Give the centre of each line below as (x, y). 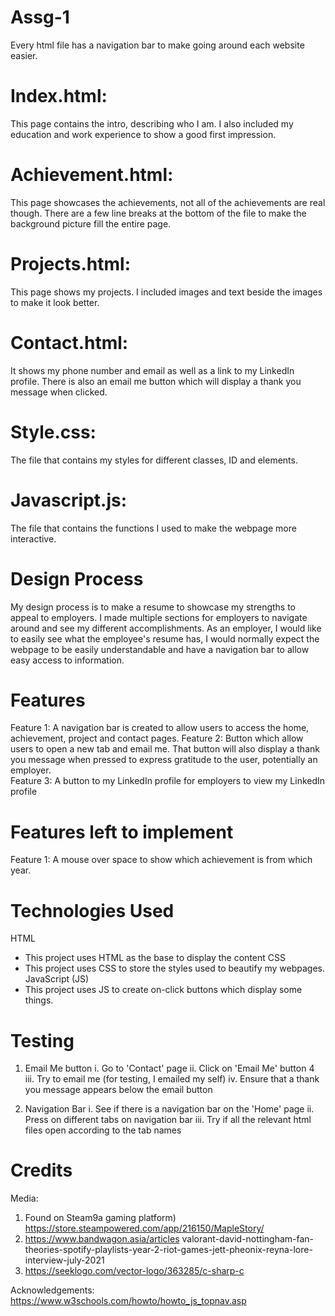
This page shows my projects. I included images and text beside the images (166, 292)
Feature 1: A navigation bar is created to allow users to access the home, (160, 728)
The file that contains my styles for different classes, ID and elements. (154, 460)
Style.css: (53, 432)
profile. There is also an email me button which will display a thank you (156, 381)
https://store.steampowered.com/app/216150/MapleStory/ (144, 1228)
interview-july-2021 (64, 1260)
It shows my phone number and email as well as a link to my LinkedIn (152, 370)
